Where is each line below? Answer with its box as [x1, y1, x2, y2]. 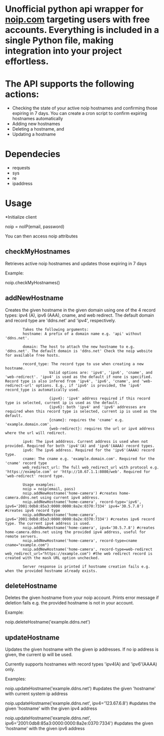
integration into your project [5, 45, 122, 57]
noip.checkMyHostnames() [5, 279, 60, 285]
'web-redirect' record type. [5, 473, 65, 478]
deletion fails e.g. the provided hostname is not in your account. [5, 600, 134, 606]
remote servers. [5, 534, 38, 539]
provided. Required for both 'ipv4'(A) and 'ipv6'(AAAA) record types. [5, 443, 155, 448]
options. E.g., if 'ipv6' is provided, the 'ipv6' [36, 383, 141, 388]
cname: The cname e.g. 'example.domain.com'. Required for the [23, 456, 155, 461]
